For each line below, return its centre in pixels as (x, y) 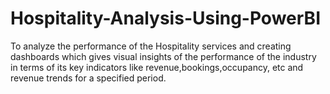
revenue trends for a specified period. (88, 78)
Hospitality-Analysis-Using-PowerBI (165, 18)
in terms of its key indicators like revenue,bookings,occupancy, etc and (157, 67)
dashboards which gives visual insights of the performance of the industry (163, 56)
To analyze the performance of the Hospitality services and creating (151, 46)
